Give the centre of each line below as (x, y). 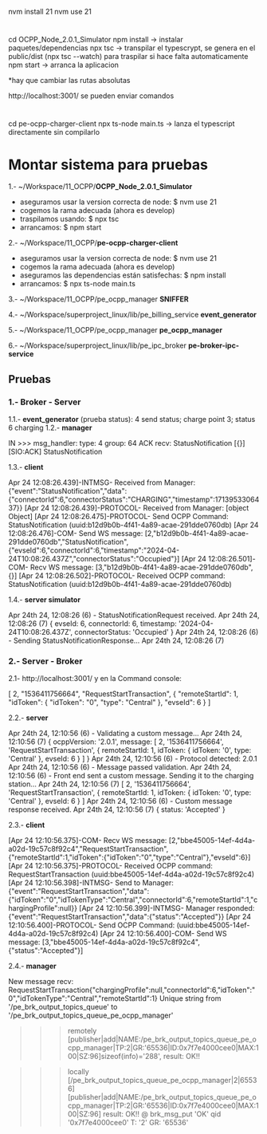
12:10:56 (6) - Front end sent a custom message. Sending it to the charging (131, 776)
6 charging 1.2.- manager (50, 427)
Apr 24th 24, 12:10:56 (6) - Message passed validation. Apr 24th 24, (120, 767)
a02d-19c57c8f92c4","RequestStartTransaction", (88, 849)
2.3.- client (27, 825)
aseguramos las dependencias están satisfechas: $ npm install (123, 275)
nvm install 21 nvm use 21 (50, 12)
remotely (82, 1031)
